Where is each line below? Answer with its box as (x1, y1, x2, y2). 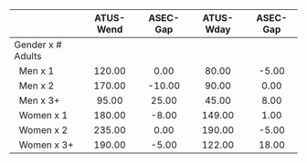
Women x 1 (18, 109, 69, 121)
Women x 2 (18, 124, 69, 136)
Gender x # (14, 38, 62, 51)
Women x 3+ (18, 138, 75, 151)
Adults (14, 50, 42, 62)
